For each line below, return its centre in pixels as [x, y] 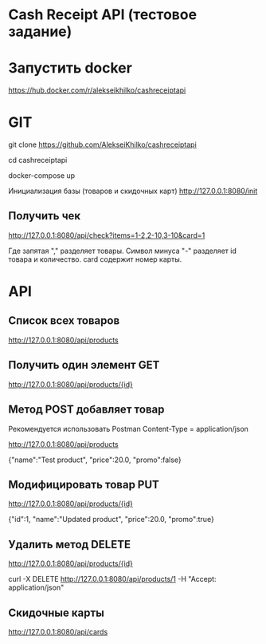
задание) [40, 32]
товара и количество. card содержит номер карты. [95, 259]
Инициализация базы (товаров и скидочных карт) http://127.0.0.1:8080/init [133, 191]
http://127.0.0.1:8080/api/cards [58, 631]
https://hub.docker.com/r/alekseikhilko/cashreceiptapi [97, 90]
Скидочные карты [57, 612]
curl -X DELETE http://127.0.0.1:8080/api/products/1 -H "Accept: [112, 579]
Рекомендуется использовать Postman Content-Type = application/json [129, 429]
